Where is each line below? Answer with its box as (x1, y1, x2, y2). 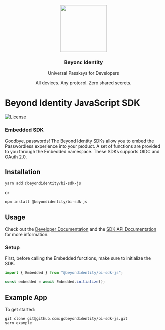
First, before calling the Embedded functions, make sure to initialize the (5, 255, 151, 261)
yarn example (5, 321, 32, 326)
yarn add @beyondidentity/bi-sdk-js (5, 181, 81, 186)
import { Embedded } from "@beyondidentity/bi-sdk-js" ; (5, 270, 123, 275)
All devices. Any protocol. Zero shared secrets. (35, 80, 132, 86)
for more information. (5, 232, 49, 238)
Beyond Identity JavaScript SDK (5, 97, 140, 109)
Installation (5, 167, 41, 176)
